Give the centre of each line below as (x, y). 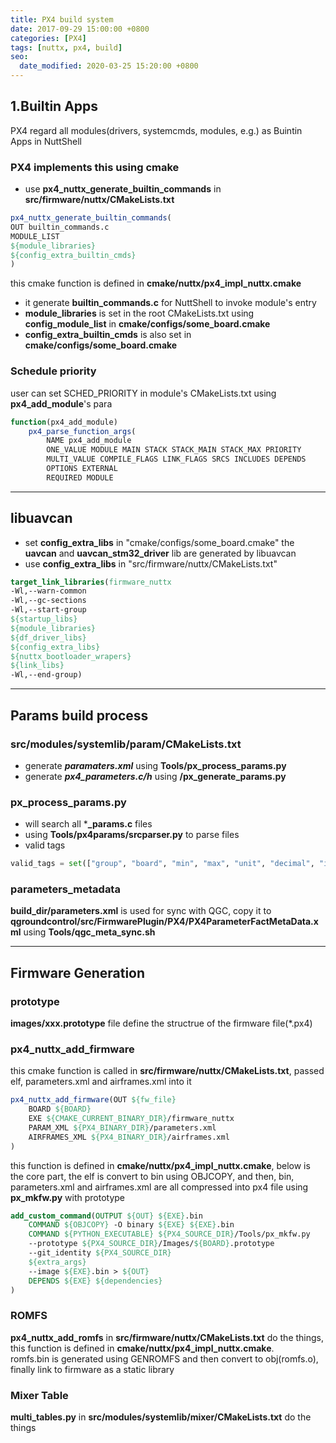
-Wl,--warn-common (48, 591)
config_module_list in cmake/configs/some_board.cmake (147, 324)
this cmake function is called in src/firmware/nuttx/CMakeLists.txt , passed (167, 1071)
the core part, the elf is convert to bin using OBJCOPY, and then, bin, (152, 1176)
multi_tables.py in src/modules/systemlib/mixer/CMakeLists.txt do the (161, 1417)
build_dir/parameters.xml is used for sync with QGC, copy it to (141, 911)
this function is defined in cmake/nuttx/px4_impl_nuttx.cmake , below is (160, 1165)
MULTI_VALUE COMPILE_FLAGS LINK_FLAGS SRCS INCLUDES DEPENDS (176, 459)
